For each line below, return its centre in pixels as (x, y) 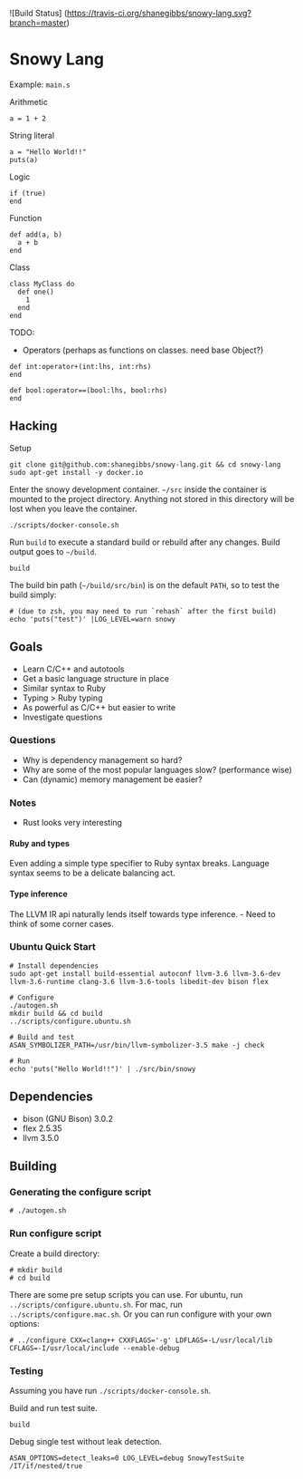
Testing (26, 1370)
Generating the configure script (80, 1192)
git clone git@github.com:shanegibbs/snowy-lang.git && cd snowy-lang (145, 464)
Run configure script (56, 1233)
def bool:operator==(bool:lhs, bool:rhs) (89, 390)
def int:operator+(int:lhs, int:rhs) (80, 366)
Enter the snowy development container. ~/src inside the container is (138, 489)
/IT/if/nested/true (46, 1466)
